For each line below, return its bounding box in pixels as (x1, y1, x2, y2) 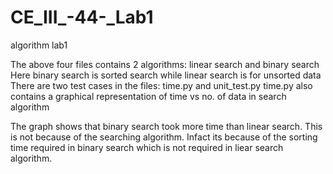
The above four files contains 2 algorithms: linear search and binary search (10, 58, 320, 70)
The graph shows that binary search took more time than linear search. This (10, 120, 323, 132)
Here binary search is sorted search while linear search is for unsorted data (10, 69, 322, 81)
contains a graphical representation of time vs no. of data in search (10, 90, 287, 102)
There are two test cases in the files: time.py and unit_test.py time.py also (10, 79, 313, 91)
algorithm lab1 (10, 39, 68, 51)
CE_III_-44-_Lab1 (10, 6, 154, 29)
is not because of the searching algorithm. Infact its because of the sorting (10, 131, 318, 143)
